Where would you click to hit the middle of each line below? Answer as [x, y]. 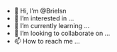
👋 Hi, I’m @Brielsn [40, 11]
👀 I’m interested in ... [44, 18]
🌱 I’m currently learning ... [52, 26]
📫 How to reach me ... [47, 41]
